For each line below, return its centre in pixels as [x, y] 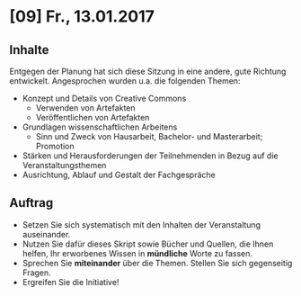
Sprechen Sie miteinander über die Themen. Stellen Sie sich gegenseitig [157, 263]
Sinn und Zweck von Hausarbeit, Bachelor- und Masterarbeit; [149, 136]
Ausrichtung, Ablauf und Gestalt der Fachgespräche [119, 175]
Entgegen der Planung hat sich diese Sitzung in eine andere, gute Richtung [148, 71]
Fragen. [36, 273]
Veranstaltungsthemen [64, 165]
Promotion [55, 146]
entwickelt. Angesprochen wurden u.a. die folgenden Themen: [125, 81]
